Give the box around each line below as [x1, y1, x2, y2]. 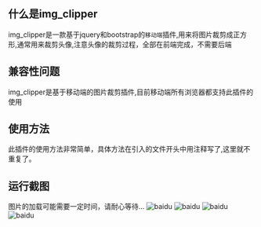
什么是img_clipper [8, 7, 98, 21]
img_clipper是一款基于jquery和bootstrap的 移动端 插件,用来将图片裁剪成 [8, 30, 234, 39]
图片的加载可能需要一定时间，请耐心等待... [8, 202, 145, 211]
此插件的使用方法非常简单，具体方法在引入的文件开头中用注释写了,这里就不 [8, 145, 251, 154]
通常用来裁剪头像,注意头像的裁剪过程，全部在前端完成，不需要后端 [16, 39, 233, 49]
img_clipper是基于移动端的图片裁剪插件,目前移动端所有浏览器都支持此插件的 [8, 87, 254, 97]
